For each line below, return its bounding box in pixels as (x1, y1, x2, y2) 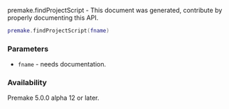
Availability (7, 78, 48, 88)
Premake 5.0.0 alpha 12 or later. (7, 93, 100, 102)
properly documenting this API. (7, 13, 99, 22)
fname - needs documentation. (17, 60, 107, 69)
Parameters (7, 44, 48, 54)
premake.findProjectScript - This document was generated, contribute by (7, 6, 223, 14)
